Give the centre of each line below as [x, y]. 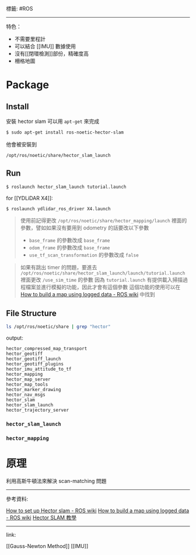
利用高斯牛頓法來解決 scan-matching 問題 [56, 481]
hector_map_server [28, 379]
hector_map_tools [27, 385]
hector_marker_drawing [34, 390]
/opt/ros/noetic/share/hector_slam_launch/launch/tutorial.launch [103, 273]
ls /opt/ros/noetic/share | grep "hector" [58, 327]
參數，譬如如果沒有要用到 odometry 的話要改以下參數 [85, 228]
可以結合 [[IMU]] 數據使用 [45, 46]
